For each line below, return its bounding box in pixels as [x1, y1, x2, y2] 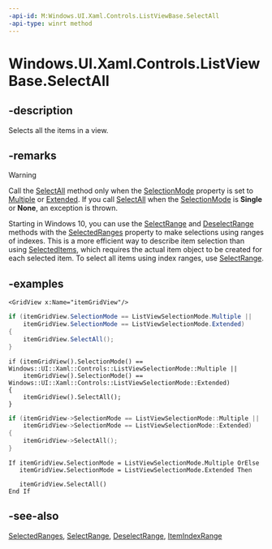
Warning [8, 170, 37, 180]
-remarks [8, 148, 57, 162]
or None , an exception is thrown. [8, 204, 118, 213]
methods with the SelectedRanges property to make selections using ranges [8, 228, 264, 238]
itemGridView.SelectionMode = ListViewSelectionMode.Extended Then [19, 465, 253, 474]
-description [8, 104, 73, 118]
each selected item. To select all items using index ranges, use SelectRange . [8, 253, 264, 264]
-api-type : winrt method [8, 19, 93, 28]
